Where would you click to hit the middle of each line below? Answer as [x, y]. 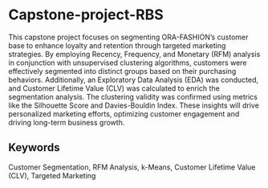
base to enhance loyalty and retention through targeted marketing [117, 45]
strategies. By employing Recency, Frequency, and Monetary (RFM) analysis [134, 54]
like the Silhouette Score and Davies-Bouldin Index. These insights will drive [134, 105]
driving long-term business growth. [67, 122]
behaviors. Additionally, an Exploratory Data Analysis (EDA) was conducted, [134, 80]
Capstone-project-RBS [86, 15]
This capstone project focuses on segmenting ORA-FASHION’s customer [128, 37]
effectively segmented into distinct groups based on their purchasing [122, 71]
